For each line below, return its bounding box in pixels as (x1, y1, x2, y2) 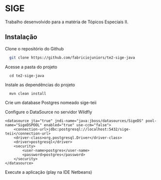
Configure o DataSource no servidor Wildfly (5, 109, 92, 115)
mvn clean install (9, 91, 47, 96)
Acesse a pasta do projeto (5, 64, 58, 70)
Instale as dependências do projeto (5, 82, 75, 88)
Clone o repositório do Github (5, 45, 64, 51)
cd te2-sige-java (9, 73, 44, 78)
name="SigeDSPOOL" (5, 122, 42, 127)
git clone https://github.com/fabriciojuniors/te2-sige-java (9, 55, 135, 60)
